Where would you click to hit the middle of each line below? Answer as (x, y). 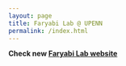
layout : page (30, 16)
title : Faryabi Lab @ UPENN (56, 23)
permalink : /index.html (48, 31)
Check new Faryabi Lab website (63, 54)
